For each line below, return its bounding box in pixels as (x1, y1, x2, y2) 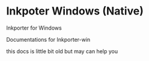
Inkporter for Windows (6, 24, 62, 31)
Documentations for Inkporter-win (6, 36, 91, 43)
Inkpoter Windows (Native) (6, 4, 144, 18)
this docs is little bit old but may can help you (6, 47, 118, 55)
